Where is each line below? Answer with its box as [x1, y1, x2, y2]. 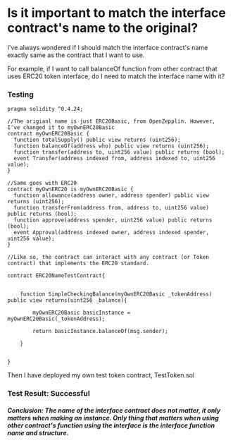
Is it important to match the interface [7, 5, 227, 21]
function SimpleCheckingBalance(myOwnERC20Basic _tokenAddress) [20, 291, 213, 298]
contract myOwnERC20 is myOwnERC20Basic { [7, 186, 134, 193]
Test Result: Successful [7, 389, 90, 399]
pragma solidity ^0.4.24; [7, 106, 83, 113]
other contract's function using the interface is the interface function [7, 421, 215, 430]
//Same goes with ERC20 [7, 180, 77, 187]
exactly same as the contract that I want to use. [7, 51, 145, 59]
